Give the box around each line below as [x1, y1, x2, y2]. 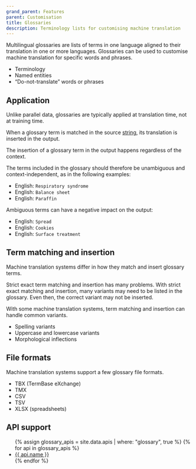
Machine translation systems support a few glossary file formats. [6, 368, 164, 375]
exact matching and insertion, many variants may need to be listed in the [6, 287, 183, 294]
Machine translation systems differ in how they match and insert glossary [6, 263, 185, 270]
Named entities [14, 72, 52, 79]
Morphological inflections [14, 336, 77, 343]
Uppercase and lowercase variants [14, 329, 100, 336]
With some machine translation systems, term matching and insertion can [6, 305, 185, 312]
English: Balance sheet [14, 189, 70, 196]
